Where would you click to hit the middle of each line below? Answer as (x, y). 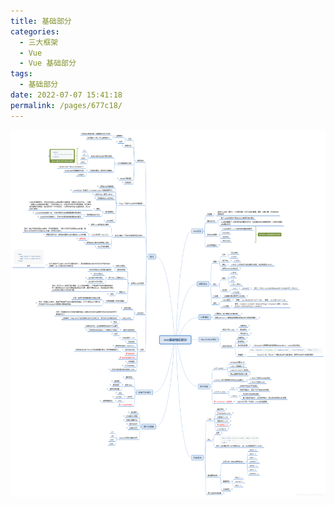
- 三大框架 (39, 42)
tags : (21, 74)
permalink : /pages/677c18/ (66, 105)
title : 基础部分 (41, 21)
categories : (35, 31)
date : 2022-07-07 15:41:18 (66, 95)
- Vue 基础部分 (48, 63)
